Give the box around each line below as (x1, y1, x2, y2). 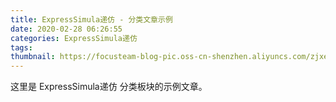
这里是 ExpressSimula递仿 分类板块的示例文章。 (10, 81, 208, 93)
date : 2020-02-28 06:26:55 (10, 24, 123, 34)
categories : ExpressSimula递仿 (10, 33, 138, 43)
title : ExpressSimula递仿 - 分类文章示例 (10, 14, 173, 25)
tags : (10, 42, 33, 53)
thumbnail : (10, 52, 56, 62)
